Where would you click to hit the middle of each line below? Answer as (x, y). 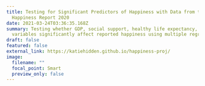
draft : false (23, 40)
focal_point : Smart (37, 68)
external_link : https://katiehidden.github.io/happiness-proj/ (88, 51)
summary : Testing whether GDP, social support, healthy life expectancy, (102, 29)
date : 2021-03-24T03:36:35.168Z (47, 23)
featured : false (27, 46)
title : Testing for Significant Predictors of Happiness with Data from (101, 12)
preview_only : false (38, 74)
